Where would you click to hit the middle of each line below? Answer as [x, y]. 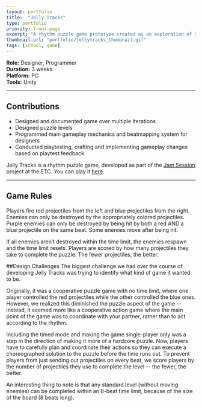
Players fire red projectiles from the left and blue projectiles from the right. [98, 210]
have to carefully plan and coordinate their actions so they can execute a [96, 347]
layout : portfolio [29, 12]
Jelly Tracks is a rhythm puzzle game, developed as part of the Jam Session [101, 165]
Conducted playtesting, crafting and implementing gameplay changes [101, 147]
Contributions [33, 107]
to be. [14, 279]
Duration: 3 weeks [29, 69]
